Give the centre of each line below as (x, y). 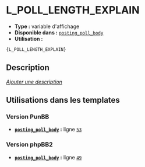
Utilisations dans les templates (63, 100)
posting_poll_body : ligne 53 (48, 130)
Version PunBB (28, 116)
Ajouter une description (34, 82)
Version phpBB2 (30, 145)
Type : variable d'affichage (47, 26)
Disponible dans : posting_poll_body (59, 32)
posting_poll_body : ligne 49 (48, 157)
